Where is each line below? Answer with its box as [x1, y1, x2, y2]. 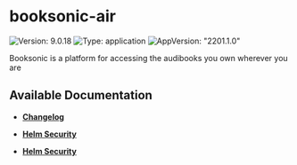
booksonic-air [9, 6, 116, 27]
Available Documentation [9, 88, 153, 103]
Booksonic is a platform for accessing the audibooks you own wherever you [9, 52, 288, 63]
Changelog [21, 111, 65, 122]
